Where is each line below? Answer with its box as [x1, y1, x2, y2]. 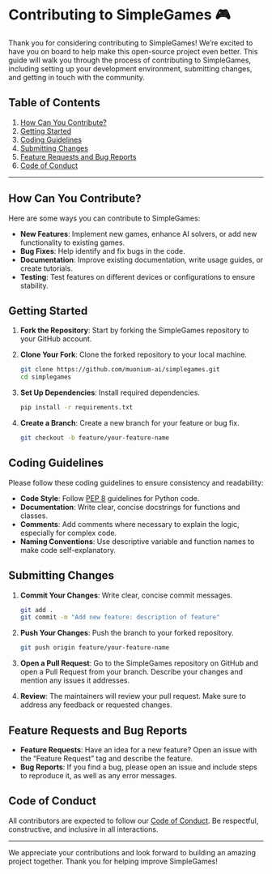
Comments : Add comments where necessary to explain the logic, [19, 519, 240, 529]
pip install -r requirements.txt [19, 404, 134, 412]
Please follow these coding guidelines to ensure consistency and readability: [8, 478, 264, 487]
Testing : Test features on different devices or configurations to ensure [19, 272, 256, 281]
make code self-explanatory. [19, 545, 116, 555]
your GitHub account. [19, 334, 92, 344]
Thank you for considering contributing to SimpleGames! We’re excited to [8, 37, 253, 48]
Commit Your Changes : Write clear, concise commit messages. [19, 590, 233, 600]
